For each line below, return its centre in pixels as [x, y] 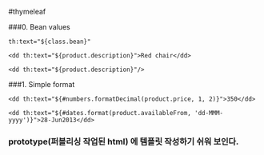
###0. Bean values [39, 27]
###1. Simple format [42, 84]
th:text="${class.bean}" [50, 42]
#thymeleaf [27, 12]
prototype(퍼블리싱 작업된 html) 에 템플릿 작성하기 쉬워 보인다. [124, 141]
